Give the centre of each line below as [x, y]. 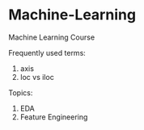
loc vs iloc [37, 77]
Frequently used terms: [47, 52]
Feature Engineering [54, 117]
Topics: [21, 92]
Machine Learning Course [52, 37]
